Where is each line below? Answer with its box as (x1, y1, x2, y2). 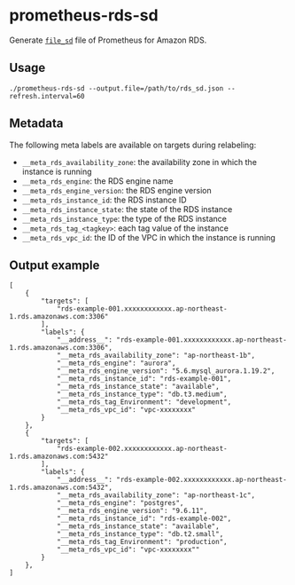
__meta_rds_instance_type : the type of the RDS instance (21, 213, 228, 224)
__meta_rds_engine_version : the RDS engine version (21, 185, 212, 195)
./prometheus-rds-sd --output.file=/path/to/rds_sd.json (9, 83, 224, 93)
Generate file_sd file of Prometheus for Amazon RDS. (9, 35, 207, 45)
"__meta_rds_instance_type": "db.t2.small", (56, 530, 224, 539)
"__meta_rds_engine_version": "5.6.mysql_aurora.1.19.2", (56, 367, 276, 376)
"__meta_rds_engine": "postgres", (56, 499, 184, 508)
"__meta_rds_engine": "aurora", (56, 359, 176, 368)
